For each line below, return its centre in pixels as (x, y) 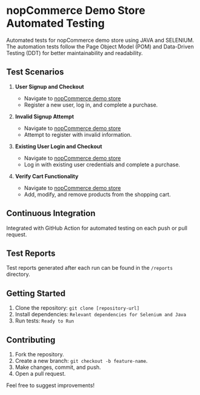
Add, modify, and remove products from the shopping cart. (97, 194)
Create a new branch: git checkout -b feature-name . (81, 361)
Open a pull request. (40, 374)
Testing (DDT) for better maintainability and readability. (75, 53)
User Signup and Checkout (50, 87)
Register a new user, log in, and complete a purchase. (91, 105)
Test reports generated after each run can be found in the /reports (90, 268)
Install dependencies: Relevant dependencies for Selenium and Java (100, 315)
